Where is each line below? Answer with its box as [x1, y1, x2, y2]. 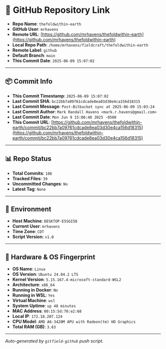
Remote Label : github [12, 47, 57, 53]
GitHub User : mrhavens [12, 26, 58, 32]
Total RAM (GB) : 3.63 [12, 324, 56, 330]
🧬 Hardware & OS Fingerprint [5, 252, 95, 261]
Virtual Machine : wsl [12, 298, 55, 303]
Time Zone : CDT [12, 229, 44, 235]
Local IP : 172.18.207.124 [12, 313, 63, 319]
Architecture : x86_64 [12, 282, 55, 288]
